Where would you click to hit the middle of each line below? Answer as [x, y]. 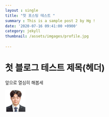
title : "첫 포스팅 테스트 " [30, 15]
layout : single [22, 10]
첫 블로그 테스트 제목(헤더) [55, 68]
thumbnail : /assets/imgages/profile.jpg [47, 36]
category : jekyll [23, 31]
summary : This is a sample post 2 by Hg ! [50, 21]
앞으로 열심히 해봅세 [24, 82]
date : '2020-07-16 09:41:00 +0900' [41, 26]
